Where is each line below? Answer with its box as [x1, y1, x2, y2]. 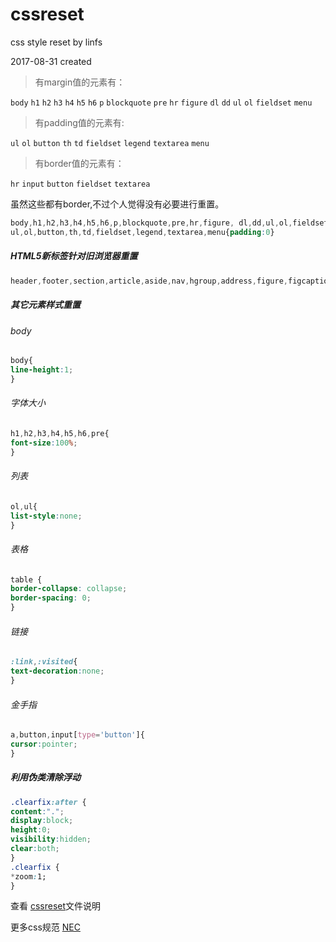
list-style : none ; [10, 511, 83, 521]
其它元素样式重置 [10, 299, 81, 311]
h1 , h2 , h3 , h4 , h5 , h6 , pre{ [10, 428, 110, 438]
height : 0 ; [10, 825, 52, 835]
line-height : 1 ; [10, 364, 74, 375]
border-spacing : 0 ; [10, 593, 92, 603]
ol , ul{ [10, 501, 38, 512]
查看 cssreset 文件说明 [10, 900, 102, 912]
